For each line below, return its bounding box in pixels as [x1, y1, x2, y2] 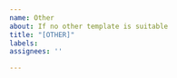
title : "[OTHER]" [9, 30, 75, 39]
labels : [9, 38, 39, 48]
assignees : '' [9, 47, 64, 56]
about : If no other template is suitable [9, 22, 169, 31]
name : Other [9, 13, 54, 23]
